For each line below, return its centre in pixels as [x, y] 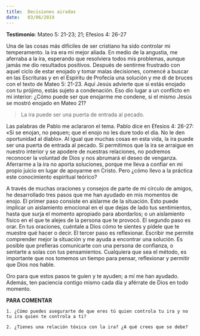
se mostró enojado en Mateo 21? [46, 103]
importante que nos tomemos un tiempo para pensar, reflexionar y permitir [98, 258]
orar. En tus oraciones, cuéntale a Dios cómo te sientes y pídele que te [93, 226]
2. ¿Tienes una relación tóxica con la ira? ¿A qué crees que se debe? [97, 327]
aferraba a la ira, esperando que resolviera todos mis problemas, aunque [96, 58]
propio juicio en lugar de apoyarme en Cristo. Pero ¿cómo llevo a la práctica [99, 170]
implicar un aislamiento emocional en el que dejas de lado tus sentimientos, [99, 207]
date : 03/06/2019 [30, 17]
